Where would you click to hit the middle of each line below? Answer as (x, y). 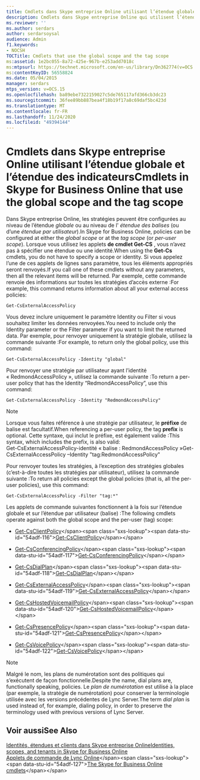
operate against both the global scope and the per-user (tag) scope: (90, 520)
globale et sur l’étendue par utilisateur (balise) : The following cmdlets (91, 513)
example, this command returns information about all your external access (97, 289)
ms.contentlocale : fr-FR (37, 111)
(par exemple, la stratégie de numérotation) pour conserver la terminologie (98, 693)
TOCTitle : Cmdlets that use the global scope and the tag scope (87, 56)
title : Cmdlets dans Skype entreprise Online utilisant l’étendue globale (101, 12)
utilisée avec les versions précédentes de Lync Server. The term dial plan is (98, 700)
